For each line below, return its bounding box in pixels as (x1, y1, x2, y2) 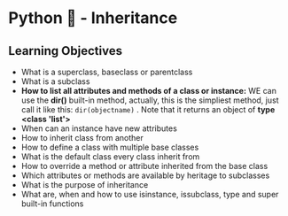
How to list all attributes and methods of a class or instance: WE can (20, 86, 276, 96)
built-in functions (20, 198, 84, 209)
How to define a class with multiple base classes (20, 142, 199, 152)
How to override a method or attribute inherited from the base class (20, 161, 269, 171)
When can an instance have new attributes (20, 123, 178, 134)
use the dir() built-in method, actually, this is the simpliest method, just (20, 95, 279, 105)
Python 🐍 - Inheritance (8, 8, 178, 28)
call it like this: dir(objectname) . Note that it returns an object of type (20, 104, 276, 114)
